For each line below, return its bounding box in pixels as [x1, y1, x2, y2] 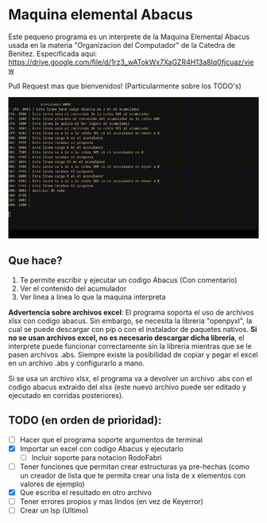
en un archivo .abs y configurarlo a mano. [8, 358, 145, 368]
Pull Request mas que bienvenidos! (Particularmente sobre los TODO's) [8, 81, 242, 91]
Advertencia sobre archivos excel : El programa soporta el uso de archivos [8, 307, 254, 317]
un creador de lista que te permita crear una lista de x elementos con [19, 470, 246, 480]
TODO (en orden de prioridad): [8, 414, 162, 427]
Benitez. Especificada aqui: [8, 49, 98, 58]
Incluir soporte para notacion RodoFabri [31, 452, 162, 463]
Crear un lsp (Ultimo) [19, 505, 89, 515]
